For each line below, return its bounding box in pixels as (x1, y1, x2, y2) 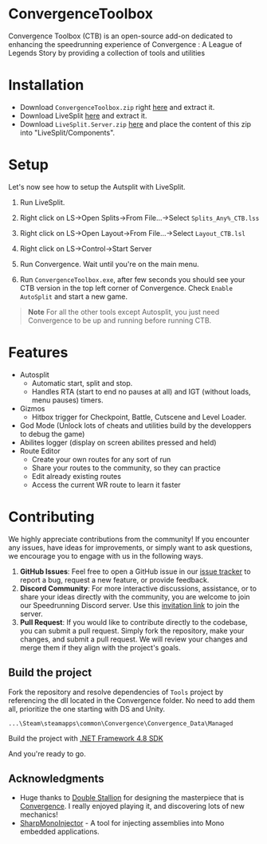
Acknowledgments (8, 771, 105, 785)
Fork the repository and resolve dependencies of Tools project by (8, 687, 224, 697)
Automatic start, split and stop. (31, 378, 133, 387)
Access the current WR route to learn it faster (31, 480, 181, 489)
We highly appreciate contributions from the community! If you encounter (8, 534, 249, 544)
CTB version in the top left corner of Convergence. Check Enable (19, 283, 234, 292)
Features (8, 343, 69, 361)
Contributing (8, 508, 95, 526)
